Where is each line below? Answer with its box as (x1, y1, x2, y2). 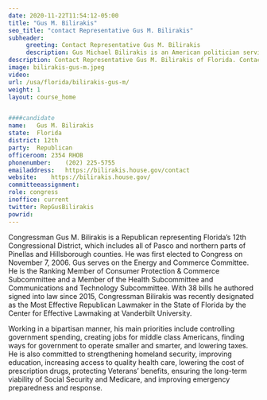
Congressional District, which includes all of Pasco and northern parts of (8, 240, 246, 250)
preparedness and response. (8, 383, 103, 392)
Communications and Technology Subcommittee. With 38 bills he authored (8, 283, 254, 293)
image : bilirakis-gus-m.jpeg (8, 64, 105, 72)
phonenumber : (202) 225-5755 (8, 158, 115, 167)
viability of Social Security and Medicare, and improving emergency (8, 375, 230, 384)
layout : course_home (8, 93, 77, 101)
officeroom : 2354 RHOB (8, 151, 83, 159)
